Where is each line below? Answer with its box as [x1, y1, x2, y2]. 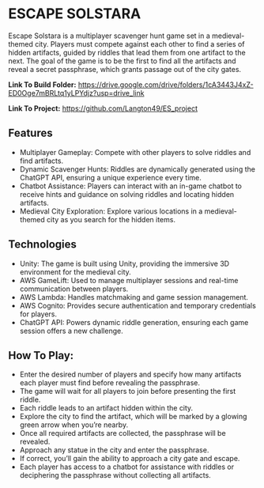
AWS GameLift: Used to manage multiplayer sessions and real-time [19, 275, 239, 285]
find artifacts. [19, 156, 64, 165]
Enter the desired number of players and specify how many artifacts [19, 369, 242, 380]
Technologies [8, 238, 77, 252]
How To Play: [8, 349, 74, 362]
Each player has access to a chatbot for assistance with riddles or [19, 462, 235, 471]
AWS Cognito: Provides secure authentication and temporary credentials [19, 301, 257, 310]
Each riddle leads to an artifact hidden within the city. [19, 403, 194, 413]
